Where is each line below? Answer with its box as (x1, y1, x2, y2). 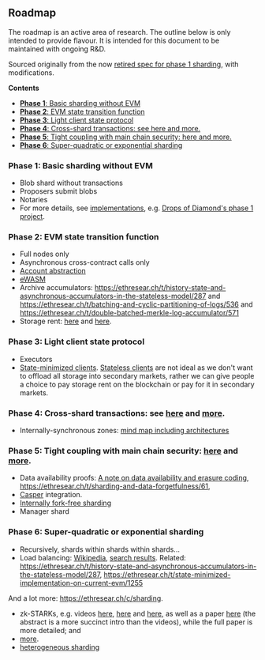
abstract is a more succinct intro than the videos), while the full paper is (19, 617, 253, 627)
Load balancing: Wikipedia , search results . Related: (19, 553, 187, 562)
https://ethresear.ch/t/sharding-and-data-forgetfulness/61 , (19, 481, 211, 491)
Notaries (19, 195, 48, 205)
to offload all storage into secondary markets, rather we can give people (19, 371, 255, 380)
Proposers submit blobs (19, 187, 98, 196)
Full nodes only (19, 249, 69, 259)
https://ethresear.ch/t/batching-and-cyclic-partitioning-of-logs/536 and (19, 300, 254, 309)
